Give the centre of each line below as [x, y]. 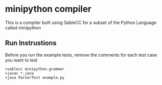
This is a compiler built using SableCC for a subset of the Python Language [81, 22]
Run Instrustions [31, 43]
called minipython [23, 27]
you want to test [21, 60]
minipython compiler [48, 9]
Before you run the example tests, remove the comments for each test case [81, 55]
